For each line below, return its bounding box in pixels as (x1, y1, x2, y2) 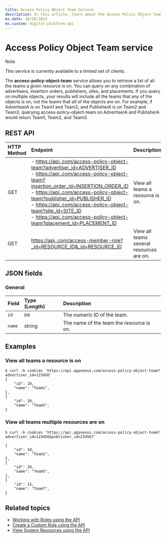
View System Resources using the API (12, 527, 90, 534)
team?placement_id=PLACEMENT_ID (31, 220, 117, 226)
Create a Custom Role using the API (12, 522, 85, 528)
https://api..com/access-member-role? (31, 237, 124, 244)
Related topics (5, 504, 50, 512)
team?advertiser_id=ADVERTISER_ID (31, 164, 117, 171)
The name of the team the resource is (63, 319, 151, 326)
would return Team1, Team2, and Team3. (5, 115, 88, 121)
